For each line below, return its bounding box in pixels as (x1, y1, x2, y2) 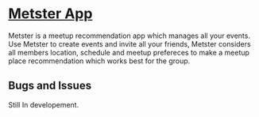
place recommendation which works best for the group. (8, 56, 191, 66)
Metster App (8, 5, 93, 23)
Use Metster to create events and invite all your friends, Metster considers (8, 39, 252, 48)
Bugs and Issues (8, 79, 92, 92)
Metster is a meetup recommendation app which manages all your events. (8, 31, 250, 40)
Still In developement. (8, 100, 79, 109)
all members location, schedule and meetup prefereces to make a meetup (8, 47, 250, 57)
